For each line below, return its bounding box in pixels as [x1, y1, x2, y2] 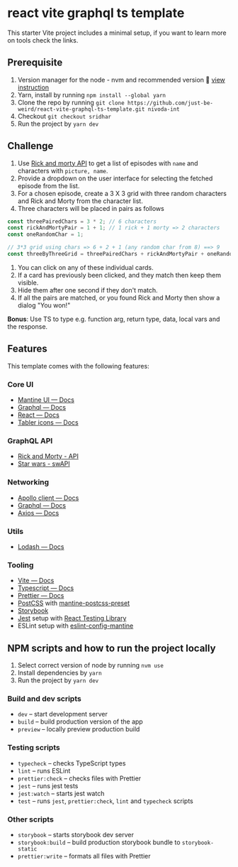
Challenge [7, 140, 54, 152]
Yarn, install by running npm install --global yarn [17, 90, 166, 99]
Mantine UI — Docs [17, 396, 74, 404]
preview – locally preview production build [17, 725, 140, 734]
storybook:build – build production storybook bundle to [17, 838, 181, 846]
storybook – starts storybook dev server [17, 830, 135, 839]
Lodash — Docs [17, 542, 64, 551]
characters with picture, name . [17, 166, 108, 175]
